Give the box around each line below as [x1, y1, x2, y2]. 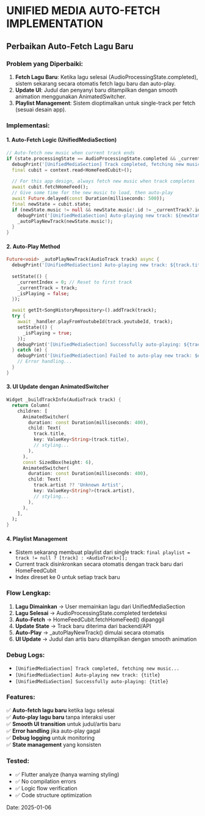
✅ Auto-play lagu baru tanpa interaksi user [6, 714, 116, 721]
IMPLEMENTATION [6, 17, 104, 31]
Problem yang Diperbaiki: [6, 59, 84, 68]
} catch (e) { [12, 347, 48, 353]
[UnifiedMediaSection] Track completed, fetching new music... [15, 665, 180, 672]
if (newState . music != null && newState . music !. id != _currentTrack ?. [12, 206, 195, 213]
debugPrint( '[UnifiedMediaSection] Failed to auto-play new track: [17, 353, 192, 359]
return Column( [12, 402, 51, 408]
